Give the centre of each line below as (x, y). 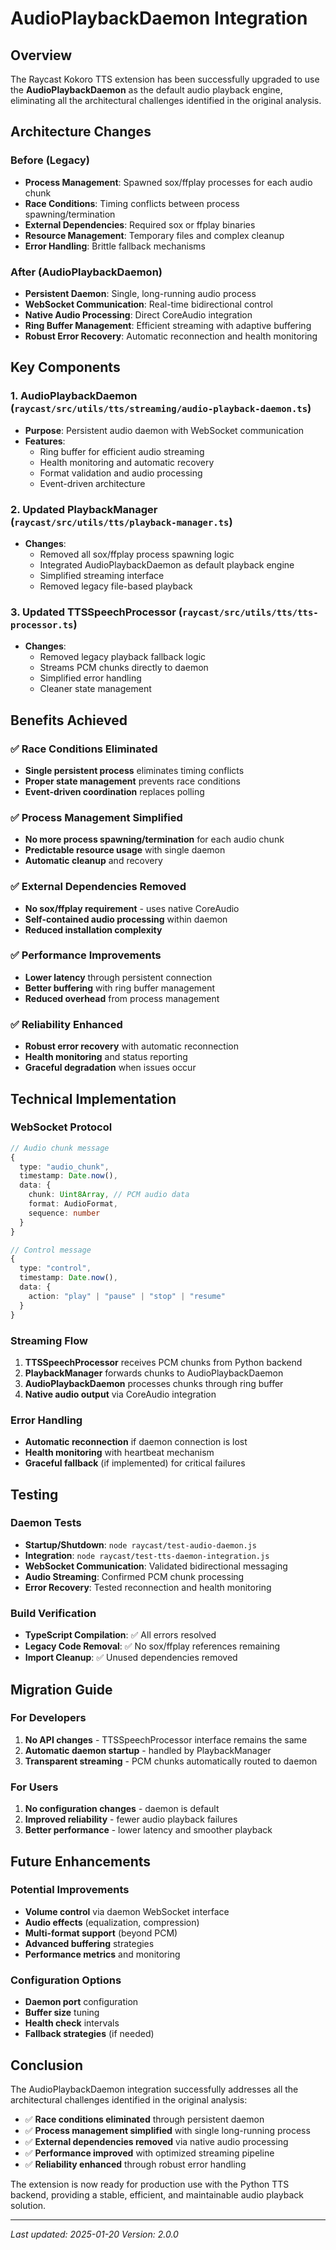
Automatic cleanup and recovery (93, 861)
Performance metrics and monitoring (102, 1954)
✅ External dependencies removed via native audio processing (156, 2141)
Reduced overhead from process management (122, 998)
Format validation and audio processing (121, 473)
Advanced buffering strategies (89, 1943)
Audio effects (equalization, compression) (112, 1922)
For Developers (48, 1718)
